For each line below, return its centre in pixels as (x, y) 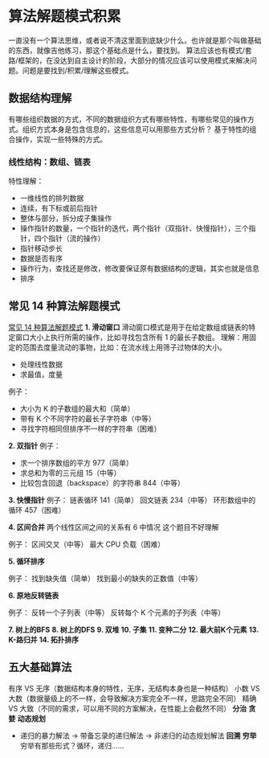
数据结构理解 (40, 98)
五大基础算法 (40, 668)
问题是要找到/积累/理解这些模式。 (78, 70)
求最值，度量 (41, 374)
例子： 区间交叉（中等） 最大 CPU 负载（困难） (87, 544)
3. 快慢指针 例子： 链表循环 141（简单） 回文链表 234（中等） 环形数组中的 (132, 500)
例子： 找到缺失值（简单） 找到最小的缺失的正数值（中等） (105, 578)
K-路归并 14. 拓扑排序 (44, 639)
